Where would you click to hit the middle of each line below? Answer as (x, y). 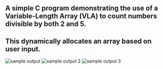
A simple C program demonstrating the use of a (82, 8)
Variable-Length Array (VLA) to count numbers (81, 16)
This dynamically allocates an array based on (78, 41)
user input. (23, 49)
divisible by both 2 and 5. (46, 24)
